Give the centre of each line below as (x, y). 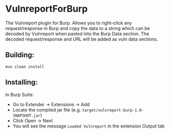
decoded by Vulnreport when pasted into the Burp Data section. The (77, 33)
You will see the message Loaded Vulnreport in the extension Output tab (89, 126)
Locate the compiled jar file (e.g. (47, 110)
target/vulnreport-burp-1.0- (113, 110)
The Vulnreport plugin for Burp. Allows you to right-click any (69, 23)
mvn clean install (25, 66)
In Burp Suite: (20, 94)
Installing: (22, 82)
